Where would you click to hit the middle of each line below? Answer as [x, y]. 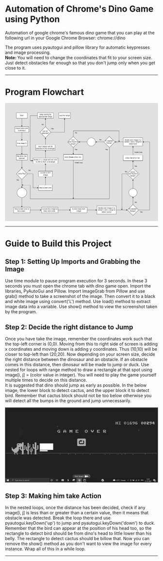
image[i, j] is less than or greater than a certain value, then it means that [77, 513]
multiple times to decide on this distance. [46, 380]
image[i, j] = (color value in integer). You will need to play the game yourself [81, 375]
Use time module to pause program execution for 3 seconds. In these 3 [76, 281]
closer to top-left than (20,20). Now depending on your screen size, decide [80, 354]
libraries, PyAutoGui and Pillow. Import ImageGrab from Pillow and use [75, 291]
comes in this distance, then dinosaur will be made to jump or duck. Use [77, 365]
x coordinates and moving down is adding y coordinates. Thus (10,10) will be [81, 349]
